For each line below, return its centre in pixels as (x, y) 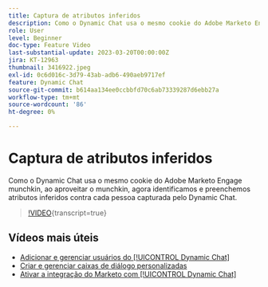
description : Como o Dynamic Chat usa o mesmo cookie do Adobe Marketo (130, 23)
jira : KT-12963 (33, 61)
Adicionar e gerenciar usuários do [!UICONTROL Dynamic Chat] (124, 257)
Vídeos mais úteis (54, 238)
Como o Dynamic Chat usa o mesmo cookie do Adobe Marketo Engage (125, 180)
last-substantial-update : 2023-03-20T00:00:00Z (89, 53)
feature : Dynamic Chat (46, 82)
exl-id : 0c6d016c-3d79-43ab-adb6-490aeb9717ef (87, 75)
